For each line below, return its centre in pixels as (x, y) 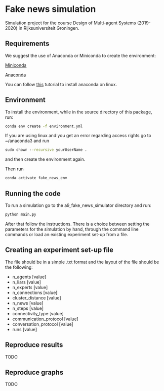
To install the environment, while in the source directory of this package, (79, 112)
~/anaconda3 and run (27, 141)
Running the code (33, 193)
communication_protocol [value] (45, 319)
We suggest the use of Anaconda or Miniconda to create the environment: (81, 55)
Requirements (27, 44)
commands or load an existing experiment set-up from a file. (67, 234)
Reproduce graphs (34, 372)
